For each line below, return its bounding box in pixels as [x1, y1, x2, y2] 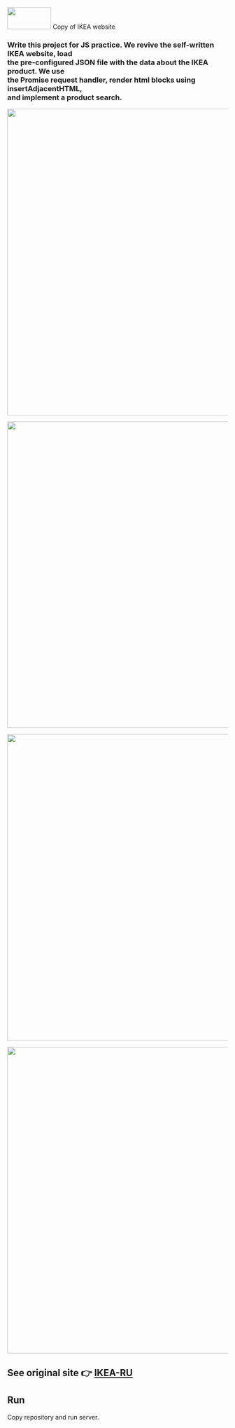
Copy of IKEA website [52, 22, 115, 31]
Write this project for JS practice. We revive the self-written [7, 40, 215, 50]
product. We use [7, 66, 65, 76]
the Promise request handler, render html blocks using [7, 75, 196, 85]
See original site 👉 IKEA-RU [7, 1366, 133, 1379]
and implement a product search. [7, 92, 122, 102]
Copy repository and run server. [7, 1413, 99, 1421]
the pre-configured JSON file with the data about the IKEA [7, 57, 208, 67]
